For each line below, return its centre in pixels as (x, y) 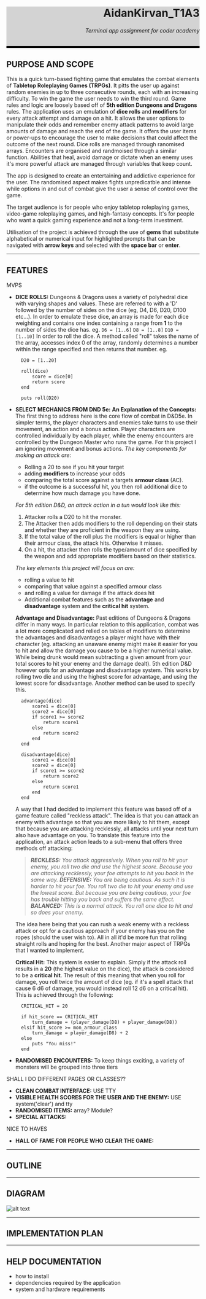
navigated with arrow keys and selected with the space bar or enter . (93, 245)
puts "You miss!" (54, 1044)
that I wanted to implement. (50, 950)
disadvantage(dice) (46, 755)
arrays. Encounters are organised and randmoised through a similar (91, 151)
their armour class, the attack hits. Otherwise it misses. (94, 543)
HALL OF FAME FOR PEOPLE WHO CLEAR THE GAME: (85, 1141)
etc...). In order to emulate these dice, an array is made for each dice (102, 317)
